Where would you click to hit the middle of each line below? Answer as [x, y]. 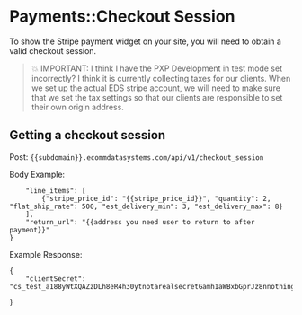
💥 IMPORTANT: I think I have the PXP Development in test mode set [157, 68]
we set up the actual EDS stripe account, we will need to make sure [156, 88]
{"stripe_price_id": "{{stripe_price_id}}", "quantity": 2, [156, 198]
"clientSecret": [56, 279]
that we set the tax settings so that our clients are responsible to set [157, 97]
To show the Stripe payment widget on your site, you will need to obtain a [145, 41]
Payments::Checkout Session [122, 17]
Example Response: [46, 254]
